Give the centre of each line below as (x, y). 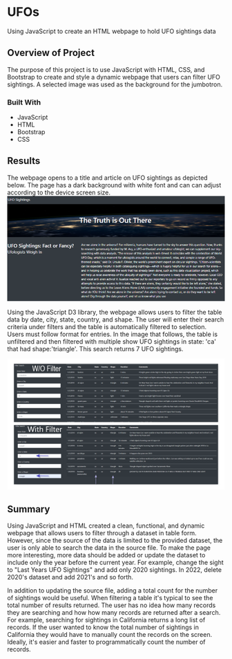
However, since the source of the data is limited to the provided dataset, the (115, 541)
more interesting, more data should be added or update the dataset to (106, 555)
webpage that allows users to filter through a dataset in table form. (102, 533)
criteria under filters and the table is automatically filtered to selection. (107, 326)
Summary (29, 509)
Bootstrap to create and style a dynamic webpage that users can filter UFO (114, 77)
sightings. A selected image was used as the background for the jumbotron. (115, 84)
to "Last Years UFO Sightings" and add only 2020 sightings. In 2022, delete (115, 570)
